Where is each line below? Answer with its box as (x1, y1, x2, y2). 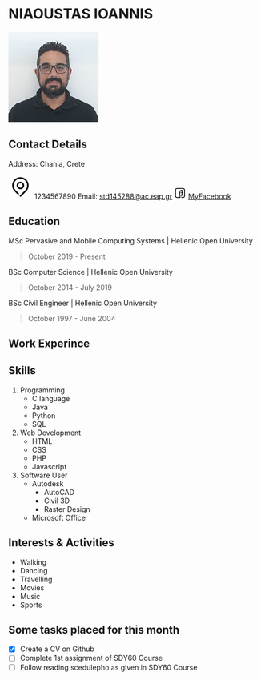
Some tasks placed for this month (8, 622, 180, 637)
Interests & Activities (8, 536, 114, 549)
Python (31, 410, 56, 420)
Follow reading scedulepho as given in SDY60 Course (19, 662, 198, 672)
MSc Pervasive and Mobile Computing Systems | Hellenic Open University (8, 235, 254, 245)
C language (31, 393, 70, 403)
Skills (8, 364, 36, 377)
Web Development (19, 428, 82, 437)
